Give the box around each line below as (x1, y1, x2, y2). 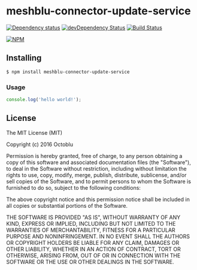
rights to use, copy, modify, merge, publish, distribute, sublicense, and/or (6, 171, 187, 178)
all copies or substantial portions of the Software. (6, 202, 128, 209)
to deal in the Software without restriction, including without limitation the (6, 165, 187, 172)
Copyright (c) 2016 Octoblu (6, 141, 74, 148)
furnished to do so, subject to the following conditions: (6, 184, 141, 191)
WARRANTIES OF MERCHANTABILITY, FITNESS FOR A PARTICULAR (6, 226, 175, 233)
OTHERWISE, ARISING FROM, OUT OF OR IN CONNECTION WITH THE (6, 251, 181, 259)
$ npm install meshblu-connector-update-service (6, 69, 130, 75)
